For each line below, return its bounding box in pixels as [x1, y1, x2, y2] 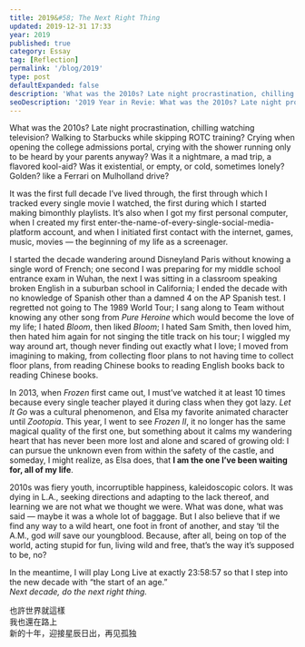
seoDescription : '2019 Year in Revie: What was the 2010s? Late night [9, 97, 282, 107]
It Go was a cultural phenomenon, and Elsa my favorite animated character [9, 407, 289, 417]
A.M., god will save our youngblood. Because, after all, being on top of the [9, 530, 287, 541]
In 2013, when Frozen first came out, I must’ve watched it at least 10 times [9, 387, 286, 398]
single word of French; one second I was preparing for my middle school [9, 264, 281, 275]
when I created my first [9, 217, 96, 228]
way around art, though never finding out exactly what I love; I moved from [9, 341, 289, 352]
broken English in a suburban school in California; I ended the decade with [9, 283, 288, 294]
